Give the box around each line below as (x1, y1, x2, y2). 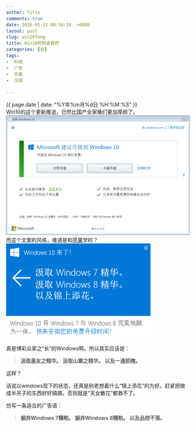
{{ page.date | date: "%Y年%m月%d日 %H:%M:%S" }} (6, 101, 138, 108)
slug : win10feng (6, 34, 45, 40)
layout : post (6, 28, 38, 34)
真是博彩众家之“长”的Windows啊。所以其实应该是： (6, 344, 130, 351)
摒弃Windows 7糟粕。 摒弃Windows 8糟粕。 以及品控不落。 (20, 414, 166, 421)
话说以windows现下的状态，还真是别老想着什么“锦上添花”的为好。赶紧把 (6, 382, 181, 389)
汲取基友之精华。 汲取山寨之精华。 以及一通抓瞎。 (20, 357, 141, 364)
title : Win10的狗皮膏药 (6, 40, 60, 46)
